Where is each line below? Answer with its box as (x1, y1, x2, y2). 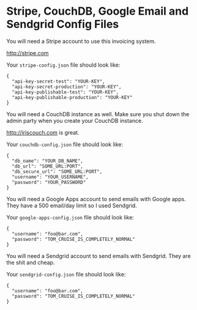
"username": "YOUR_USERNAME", (12, 174, 89, 180)
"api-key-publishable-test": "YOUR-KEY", (12, 89, 119, 95)
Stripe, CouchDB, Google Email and (6, 4, 189, 18)
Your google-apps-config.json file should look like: (6, 213, 135, 221)
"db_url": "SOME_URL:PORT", (12, 163, 84, 169)
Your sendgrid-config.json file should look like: (6, 270, 126, 278)
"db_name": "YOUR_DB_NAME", (12, 158, 84, 164)
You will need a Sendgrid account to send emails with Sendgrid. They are (6, 252, 191, 259)
